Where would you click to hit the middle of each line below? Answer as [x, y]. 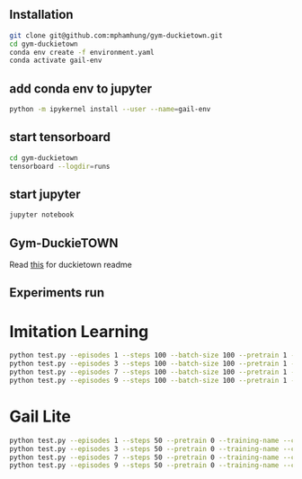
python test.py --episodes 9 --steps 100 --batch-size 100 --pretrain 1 [148, 381]
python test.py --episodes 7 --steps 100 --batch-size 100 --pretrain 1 [148, 372]
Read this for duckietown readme [71, 265]
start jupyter [45, 194]
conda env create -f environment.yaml [82, 52]
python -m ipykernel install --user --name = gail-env [110, 110]
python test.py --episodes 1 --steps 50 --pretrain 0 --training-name [144, 440]
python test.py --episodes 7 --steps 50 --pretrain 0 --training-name [144, 457]
